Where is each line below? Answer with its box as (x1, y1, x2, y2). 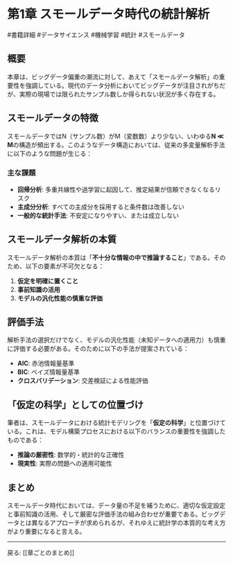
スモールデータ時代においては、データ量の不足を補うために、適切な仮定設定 (7, 501, 225, 510)
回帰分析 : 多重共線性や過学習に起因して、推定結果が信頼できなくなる (17, 185, 215, 193)
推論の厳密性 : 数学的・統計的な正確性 (17, 451, 125, 459)
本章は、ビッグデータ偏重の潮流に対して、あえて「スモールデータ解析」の (7, 72, 220, 80)
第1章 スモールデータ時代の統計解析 (7, 6, 210, 22)
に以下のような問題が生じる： (7, 149, 92, 157)
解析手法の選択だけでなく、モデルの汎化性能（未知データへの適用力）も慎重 (7, 336, 226, 344)
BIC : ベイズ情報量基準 (17, 368, 80, 376)
